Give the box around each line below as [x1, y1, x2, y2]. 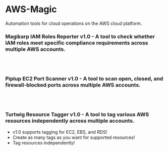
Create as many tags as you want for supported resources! [12, 134, 135, 140]
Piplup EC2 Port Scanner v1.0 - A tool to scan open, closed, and [5, 75, 163, 82]
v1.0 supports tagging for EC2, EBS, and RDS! [12, 129, 107, 135]
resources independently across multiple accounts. [5, 118, 135, 125]
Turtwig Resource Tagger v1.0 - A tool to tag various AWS [5, 111, 149, 118]
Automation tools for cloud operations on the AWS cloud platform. [5, 20, 142, 26]
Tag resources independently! [12, 139, 75, 145]
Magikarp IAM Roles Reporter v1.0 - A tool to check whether [5, 33, 155, 40]
